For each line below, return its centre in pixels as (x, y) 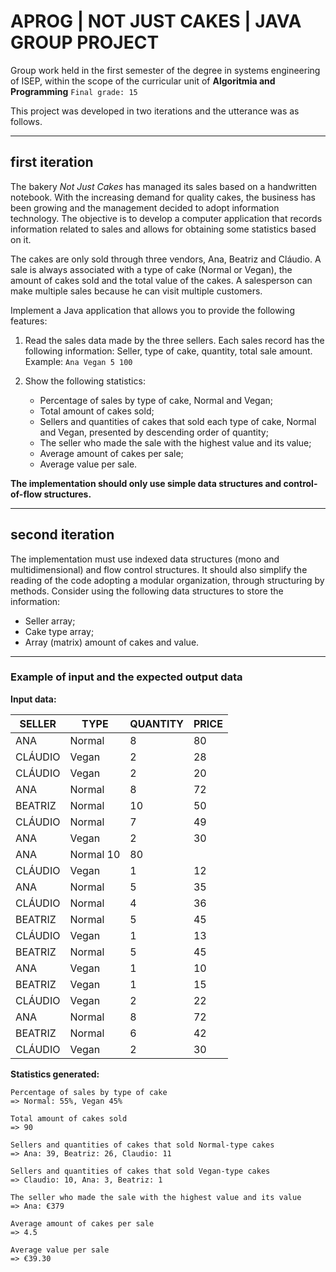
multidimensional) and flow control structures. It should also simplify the (159, 569)
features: (29, 321)
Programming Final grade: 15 (74, 91)
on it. (21, 239)
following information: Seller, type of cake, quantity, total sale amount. (168, 351)
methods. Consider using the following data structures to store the (147, 591)
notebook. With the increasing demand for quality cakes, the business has (163, 197)
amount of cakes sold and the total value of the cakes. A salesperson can (161, 280)
